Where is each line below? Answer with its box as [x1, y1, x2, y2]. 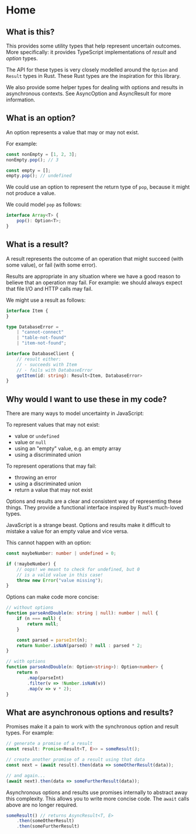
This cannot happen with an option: [6, 539, 92, 546]
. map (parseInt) [27, 675, 64, 680]
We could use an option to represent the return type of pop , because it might [6, 183, 190, 190]
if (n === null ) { [16, 616, 61, 622]
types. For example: [6, 729, 54, 736]
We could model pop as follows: [6, 201, 82, 208]
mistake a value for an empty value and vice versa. [6, 528, 129, 535]
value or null [14, 439, 47, 446]
